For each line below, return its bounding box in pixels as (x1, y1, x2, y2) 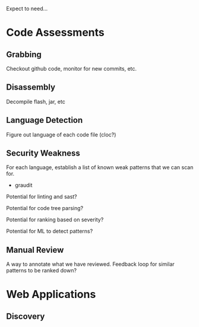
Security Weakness (6, 148, 80, 158)
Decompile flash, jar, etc (6, 98, 65, 105)
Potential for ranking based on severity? (6, 216, 104, 223)
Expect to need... (6, 5, 48, 12)
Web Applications (6, 288, 96, 301)
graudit (14, 182, 33, 189)
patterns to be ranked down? (6, 267, 77, 274)
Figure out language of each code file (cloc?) (6, 131, 116, 138)
